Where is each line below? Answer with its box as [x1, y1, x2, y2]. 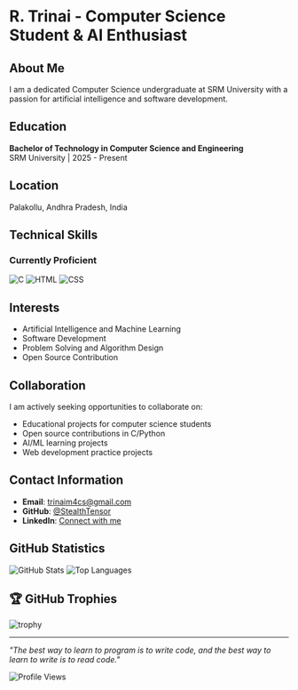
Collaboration [9, 378, 86, 393]
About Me [9, 60, 65, 76]
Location [9, 178, 59, 193]
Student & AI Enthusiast [9, 25, 188, 45]
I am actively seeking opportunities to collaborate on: [9, 401, 203, 412]
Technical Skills [9, 228, 98, 243]
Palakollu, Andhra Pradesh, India [9, 202, 129, 213]
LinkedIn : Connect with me [21, 515, 122, 526]
